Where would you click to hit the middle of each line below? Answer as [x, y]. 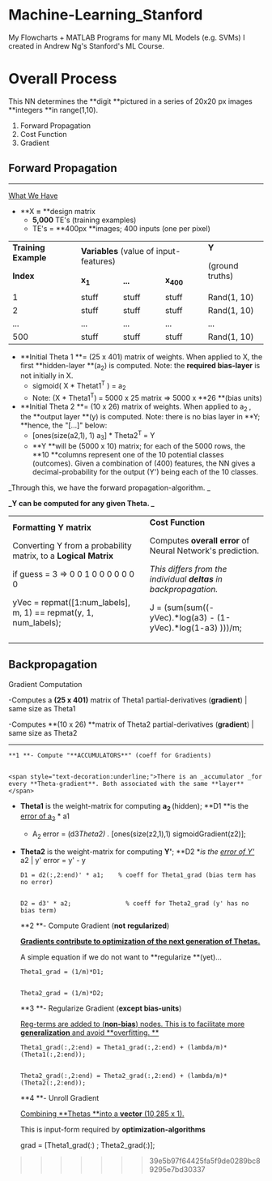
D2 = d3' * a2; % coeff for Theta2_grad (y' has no [134, 904]
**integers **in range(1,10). [53, 110]
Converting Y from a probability [72, 545]
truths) [221, 276]
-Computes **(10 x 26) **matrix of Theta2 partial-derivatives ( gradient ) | [131, 724]
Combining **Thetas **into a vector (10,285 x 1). [102, 1114]
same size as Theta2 [43, 732]
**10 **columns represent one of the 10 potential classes [128, 454]
